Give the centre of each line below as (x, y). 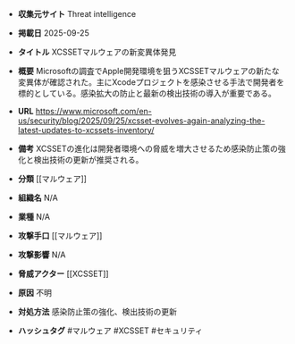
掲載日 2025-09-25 (53, 33)
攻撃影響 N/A (42, 255)
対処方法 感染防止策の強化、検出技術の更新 (97, 311)
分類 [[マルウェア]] (52, 179)
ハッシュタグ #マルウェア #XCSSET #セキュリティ (110, 331)
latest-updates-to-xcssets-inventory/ (86, 130)
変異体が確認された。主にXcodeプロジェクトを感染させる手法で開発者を (151, 82)
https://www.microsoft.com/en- (93, 111)
